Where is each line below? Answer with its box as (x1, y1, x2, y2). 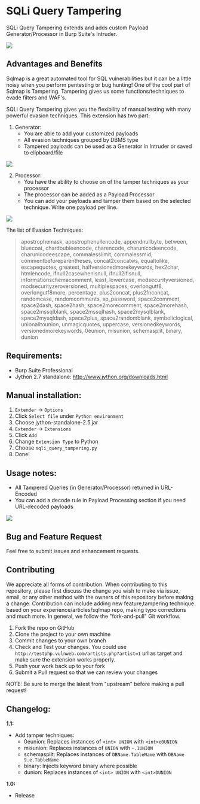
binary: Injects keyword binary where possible (23, 762, 137, 769)
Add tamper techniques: (14, 732, 75, 739)
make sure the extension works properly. (14, 656, 116, 663)
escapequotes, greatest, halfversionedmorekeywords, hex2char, (20, 263, 180, 271)
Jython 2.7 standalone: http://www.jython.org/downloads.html (14, 373, 168, 380)
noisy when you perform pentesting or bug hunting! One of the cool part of (6, 81, 190, 88)
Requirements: (6, 351, 63, 361)
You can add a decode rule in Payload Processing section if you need (14, 497, 186, 504)
